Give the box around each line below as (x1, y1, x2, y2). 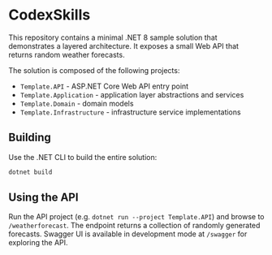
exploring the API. (8, 238, 68, 248)
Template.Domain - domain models (19, 98, 134, 108)
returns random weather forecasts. (8, 50, 125, 59)
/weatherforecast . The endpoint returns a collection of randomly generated (8, 221, 261, 231)
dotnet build (8, 168, 53, 176)
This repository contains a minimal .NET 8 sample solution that (8, 32, 218, 42)
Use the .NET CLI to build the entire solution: (8, 152, 158, 162)
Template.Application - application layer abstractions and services (19, 89, 244, 99)
